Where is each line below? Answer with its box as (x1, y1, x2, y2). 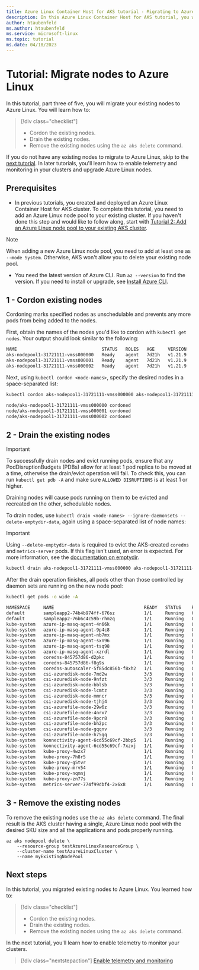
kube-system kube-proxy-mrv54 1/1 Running (6, 765, 184, 771)
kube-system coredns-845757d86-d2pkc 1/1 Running (6, 654, 184, 660)
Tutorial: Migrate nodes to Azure (6, 68, 169, 81)
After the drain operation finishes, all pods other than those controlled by (6, 576, 184, 583)
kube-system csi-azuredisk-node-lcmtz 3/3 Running (6, 688, 184, 693)
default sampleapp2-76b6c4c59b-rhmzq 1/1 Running (6, 616, 184, 621)
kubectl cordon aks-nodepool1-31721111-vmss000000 (6, 391, 134, 397)
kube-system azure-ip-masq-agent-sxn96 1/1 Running (6, 638, 184, 644)
